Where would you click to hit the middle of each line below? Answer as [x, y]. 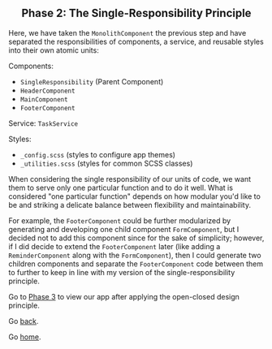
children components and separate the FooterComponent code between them [136, 264]
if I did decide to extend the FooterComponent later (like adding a [114, 246]
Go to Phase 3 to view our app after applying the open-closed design [124, 296]
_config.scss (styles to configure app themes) [98, 154]
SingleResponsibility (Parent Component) [92, 81]
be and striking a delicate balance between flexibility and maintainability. [130, 205]
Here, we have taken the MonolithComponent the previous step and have [127, 32]
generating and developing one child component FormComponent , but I [124, 229]
